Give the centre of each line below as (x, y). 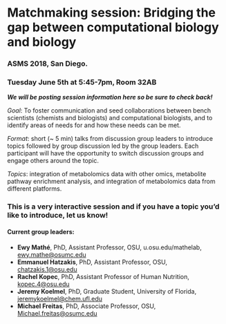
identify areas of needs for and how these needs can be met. (94, 125)
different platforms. (35, 189)
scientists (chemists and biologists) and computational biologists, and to (110, 118)
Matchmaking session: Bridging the (112, 13)
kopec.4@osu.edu (43, 284)
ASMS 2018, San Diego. (48, 64)
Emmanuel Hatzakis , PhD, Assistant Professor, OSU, (92, 262)
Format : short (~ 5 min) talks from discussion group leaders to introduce (110, 139)
